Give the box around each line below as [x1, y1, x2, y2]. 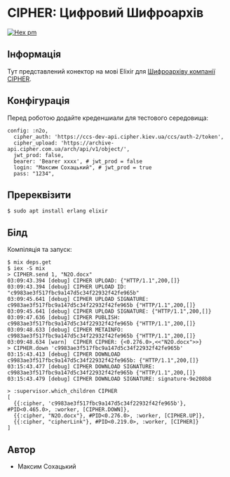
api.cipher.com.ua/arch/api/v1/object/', [7, 145, 130, 152]
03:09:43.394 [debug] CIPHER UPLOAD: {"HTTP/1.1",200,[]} [7, 277, 180, 285]
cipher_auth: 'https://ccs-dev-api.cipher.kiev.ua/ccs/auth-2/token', [13, 133, 224, 140]
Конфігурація [7, 95, 70, 107]
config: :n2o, [7, 127, 49, 134]
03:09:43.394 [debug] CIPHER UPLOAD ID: [7, 283, 128, 290]
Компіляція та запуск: [7, 246, 72, 254]
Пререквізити [7, 189, 72, 201]
